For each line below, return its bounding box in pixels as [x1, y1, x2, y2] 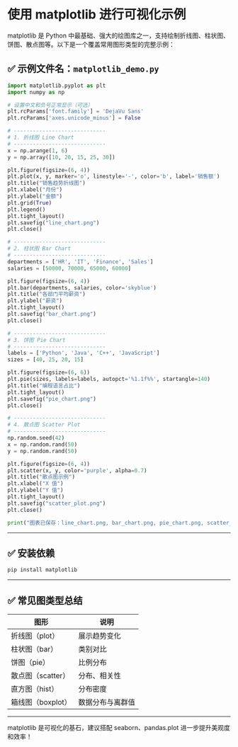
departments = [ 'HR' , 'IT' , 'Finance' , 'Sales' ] [7, 258, 154, 266]
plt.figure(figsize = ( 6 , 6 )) [7, 369, 91, 376]
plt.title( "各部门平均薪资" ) [7, 291, 86, 298]
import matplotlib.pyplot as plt [7, 82, 106, 89]
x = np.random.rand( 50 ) [7, 440, 78, 448]
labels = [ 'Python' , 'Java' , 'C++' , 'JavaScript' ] [7, 350, 160, 357]
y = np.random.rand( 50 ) [7, 447, 78, 455]
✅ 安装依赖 [7, 547, 55, 559]
